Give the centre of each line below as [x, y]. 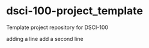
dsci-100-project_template [74, 11]
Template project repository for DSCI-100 [57, 27]
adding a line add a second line [45, 39]
